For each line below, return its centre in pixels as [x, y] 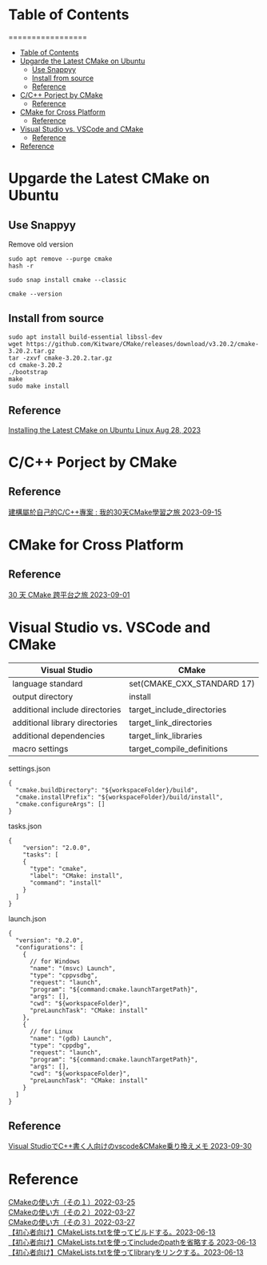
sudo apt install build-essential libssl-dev [85, 337]
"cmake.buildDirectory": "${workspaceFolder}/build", [107, 790]
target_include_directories [178, 709]
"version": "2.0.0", [57, 848]
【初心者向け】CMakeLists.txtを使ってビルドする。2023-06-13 [112, 1232]
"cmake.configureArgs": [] [60, 804]
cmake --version [35, 294]
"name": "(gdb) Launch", [71, 1038]
